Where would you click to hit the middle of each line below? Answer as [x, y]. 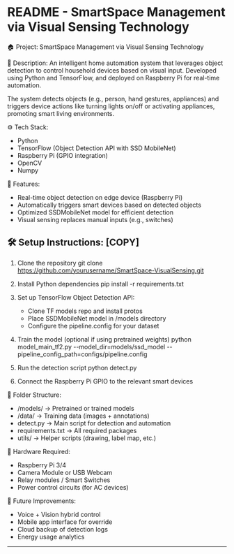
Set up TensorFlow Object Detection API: [76, 297]
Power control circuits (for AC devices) [73, 487]
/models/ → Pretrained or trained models [76, 408]
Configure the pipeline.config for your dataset [93, 326]
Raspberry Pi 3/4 [42, 465]
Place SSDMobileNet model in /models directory [97, 318]
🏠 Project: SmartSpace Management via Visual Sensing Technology [106, 47]
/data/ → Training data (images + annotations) [83, 416]
